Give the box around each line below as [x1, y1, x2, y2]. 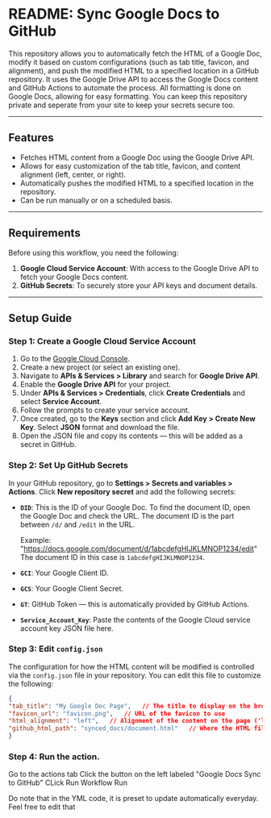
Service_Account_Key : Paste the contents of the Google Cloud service [19, 615, 251, 624]
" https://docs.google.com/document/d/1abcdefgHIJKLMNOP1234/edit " [19, 544, 258, 553]
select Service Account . [19, 397, 102, 407]
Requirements [8, 227, 81, 240]
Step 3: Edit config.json [8, 643, 103, 654]
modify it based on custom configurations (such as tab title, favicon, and [8, 57, 250, 67]
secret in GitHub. [19, 440, 77, 449]
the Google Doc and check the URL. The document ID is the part [19, 511, 235, 520]
